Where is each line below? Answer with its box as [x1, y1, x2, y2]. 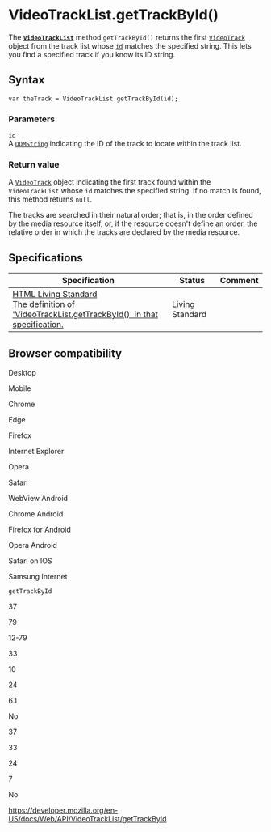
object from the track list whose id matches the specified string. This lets [8, 40, 252, 50]
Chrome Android [8, 508, 64, 519]
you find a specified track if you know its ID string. [8, 49, 176, 59]
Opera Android [8, 540, 58, 550]
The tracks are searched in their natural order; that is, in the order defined [8, 210, 254, 220]
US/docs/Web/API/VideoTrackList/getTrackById [8, 813, 167, 823]
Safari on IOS [8, 556, 52, 566]
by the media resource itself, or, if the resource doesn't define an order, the [8, 219, 258, 228]
